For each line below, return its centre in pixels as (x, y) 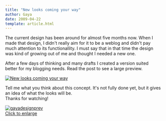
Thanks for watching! (27, 99)
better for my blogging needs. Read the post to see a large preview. (74, 69)
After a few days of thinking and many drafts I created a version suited (77, 63)
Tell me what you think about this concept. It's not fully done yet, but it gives (83, 88)
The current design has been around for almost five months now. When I (79, 38)
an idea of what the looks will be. (39, 93)
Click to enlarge (21, 114)
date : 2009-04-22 (23, 19)
